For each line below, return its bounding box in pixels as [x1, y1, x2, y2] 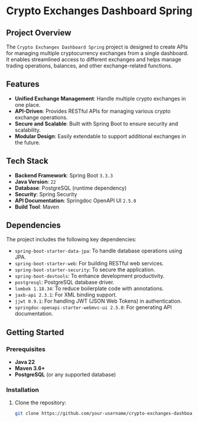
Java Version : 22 [14, 178, 56, 185]
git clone [14, 411, 40, 417]
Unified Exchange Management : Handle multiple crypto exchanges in [14, 95, 186, 102]
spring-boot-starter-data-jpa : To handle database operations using [14, 247, 183, 255]
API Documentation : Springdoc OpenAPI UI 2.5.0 [14, 197, 137, 204]
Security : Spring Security [14, 190, 77, 197]
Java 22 [14, 359, 35, 366]
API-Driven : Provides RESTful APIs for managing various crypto [14, 108, 171, 115]
